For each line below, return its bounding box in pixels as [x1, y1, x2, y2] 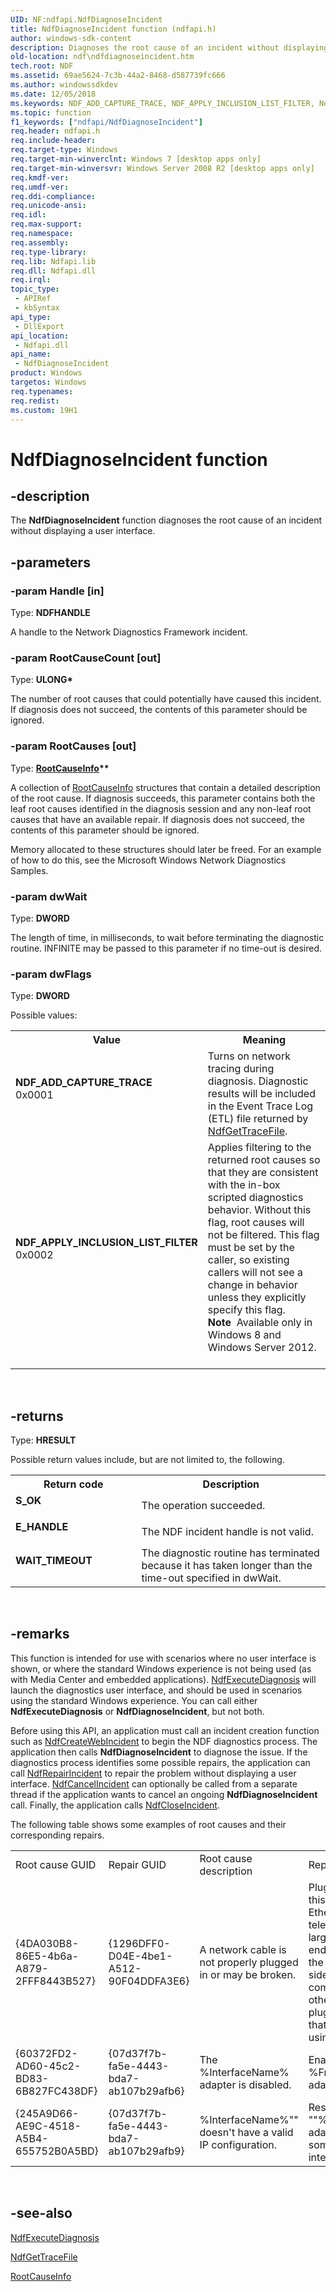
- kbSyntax [14, 303, 60, 313]
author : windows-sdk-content [10, 33, 132, 43]
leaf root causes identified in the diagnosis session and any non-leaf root [10, 802, 312, 815]
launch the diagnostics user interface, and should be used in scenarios [10, 1684, 303, 1696]
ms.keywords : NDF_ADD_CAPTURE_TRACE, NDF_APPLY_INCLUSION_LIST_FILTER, [10, 98, 315, 108]
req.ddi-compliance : [10, 191, 97, 201]
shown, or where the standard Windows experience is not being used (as [10, 1662, 312, 1675]
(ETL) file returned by [207, 1112, 309, 1126]
